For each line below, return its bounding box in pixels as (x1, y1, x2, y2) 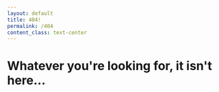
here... (7, 73, 46, 89)
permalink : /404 (7, 22, 53, 29)
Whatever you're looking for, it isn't (7, 59, 212, 74)
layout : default (7, 10, 53, 17)
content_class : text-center (7, 29, 88, 36)
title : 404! (7, 16, 41, 23)
